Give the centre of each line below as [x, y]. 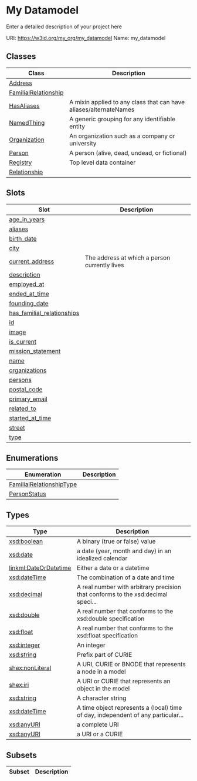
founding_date [29, 303]
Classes [21, 57]
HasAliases [24, 105]
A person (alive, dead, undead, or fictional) [128, 152]
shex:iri [19, 685]
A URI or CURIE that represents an [124, 682]
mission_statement [35, 351]
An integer [91, 645]
